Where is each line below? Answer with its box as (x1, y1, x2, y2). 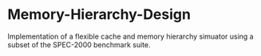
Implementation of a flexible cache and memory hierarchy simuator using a (7, 32, 254, 41)
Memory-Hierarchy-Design (7, 6, 191, 24)
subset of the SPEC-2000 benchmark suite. (7, 39, 151, 49)
